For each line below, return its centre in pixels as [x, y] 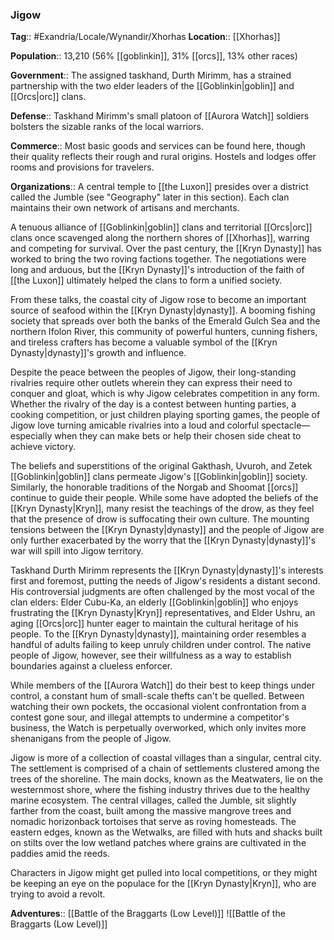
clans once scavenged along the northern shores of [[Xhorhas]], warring [160, 238]
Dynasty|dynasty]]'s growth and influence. [98, 353]
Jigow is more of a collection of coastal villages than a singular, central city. [166, 758]
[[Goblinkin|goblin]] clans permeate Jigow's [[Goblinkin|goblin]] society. [159, 477]
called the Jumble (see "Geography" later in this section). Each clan [150, 197]
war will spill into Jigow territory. [77, 551]
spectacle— [286, 425]
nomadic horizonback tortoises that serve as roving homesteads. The [153, 822]
